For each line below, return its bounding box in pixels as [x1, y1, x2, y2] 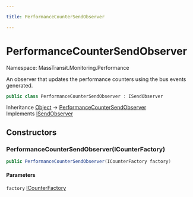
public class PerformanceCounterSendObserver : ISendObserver [6, 93, 163, 99]
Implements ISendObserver [6, 110, 73, 117]
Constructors [6, 127, 57, 137]
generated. [6, 82, 33, 89]
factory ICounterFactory [6, 185, 67, 192]
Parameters [6, 171, 36, 178]
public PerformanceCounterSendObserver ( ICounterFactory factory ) [6, 159, 171, 164]
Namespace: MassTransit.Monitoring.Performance [6, 64, 129, 71]
